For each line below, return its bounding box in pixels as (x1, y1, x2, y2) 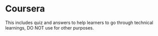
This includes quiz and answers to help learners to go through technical (5, 19, 153, 25)
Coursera (5, 3, 45, 14)
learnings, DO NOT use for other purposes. (5, 24, 94, 30)
